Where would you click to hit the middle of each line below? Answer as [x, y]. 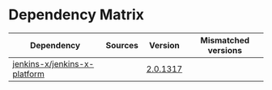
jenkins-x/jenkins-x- [53, 63]
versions [225, 50]
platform [28, 74]
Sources [122, 45]
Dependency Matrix [76, 15]
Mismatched [225, 40]
